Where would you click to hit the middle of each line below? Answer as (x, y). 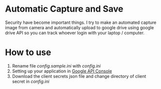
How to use (28, 53)
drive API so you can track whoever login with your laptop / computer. (75, 33)
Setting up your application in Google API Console (62, 71)
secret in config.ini (31, 81)
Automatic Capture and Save (64, 9)
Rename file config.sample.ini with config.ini (56, 66)
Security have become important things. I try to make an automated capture (81, 22)
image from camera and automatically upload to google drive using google (80, 27)
